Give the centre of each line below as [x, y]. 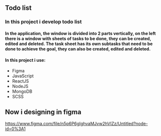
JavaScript [23, 76]
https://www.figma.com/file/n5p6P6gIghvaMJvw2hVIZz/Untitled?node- [76, 123]
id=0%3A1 [15, 129]
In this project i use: [25, 60]
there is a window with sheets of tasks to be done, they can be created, [78, 38]
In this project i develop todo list [43, 22]
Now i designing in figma [43, 112]
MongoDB [22, 91]
